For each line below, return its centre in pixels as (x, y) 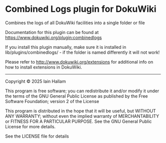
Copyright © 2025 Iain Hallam (36, 81)
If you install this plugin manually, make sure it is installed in (66, 47)
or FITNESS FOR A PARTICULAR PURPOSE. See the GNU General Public (79, 121)
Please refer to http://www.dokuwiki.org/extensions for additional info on (79, 62)
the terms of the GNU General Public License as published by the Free (77, 96)
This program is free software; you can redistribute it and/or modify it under (82, 91)
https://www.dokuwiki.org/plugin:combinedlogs (54, 37)
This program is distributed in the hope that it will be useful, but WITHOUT (81, 111)
